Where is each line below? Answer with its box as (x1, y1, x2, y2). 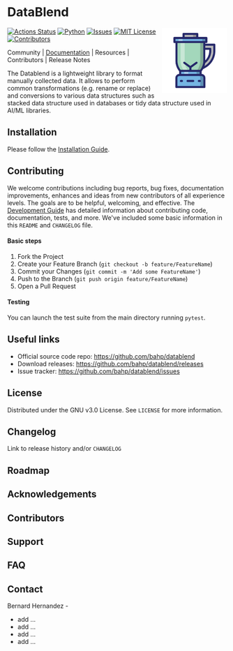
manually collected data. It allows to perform (7, 76, 135, 84)
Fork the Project (17, 252, 64, 260)
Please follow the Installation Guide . (7, 144, 110, 154)
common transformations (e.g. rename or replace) (7, 84, 151, 92)
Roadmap (7, 465, 50, 477)
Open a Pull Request (17, 282, 77, 290)
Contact (7, 583, 43, 595)
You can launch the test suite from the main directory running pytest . (7, 313, 206, 322)
